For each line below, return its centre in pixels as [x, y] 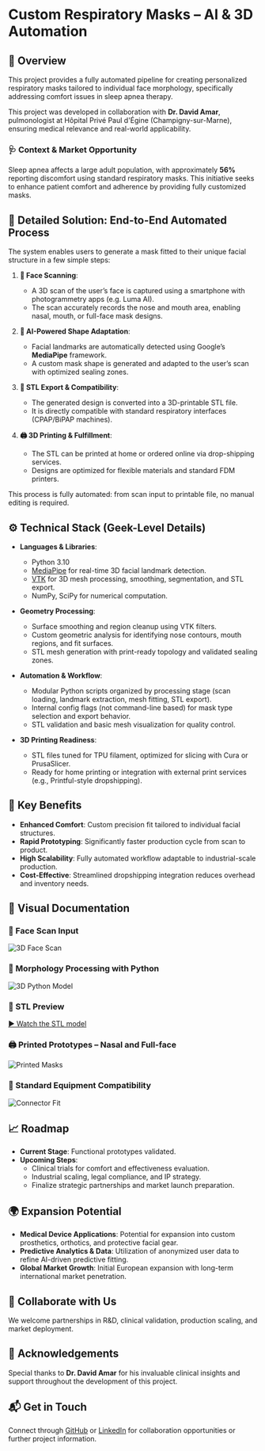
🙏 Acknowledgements [64, 1354]
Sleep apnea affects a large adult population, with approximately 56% [122, 170]
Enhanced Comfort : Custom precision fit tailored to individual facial [130, 824]
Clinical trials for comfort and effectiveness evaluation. [120, 1168]
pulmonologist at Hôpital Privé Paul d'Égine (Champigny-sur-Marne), [120, 120]
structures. [37, 833]
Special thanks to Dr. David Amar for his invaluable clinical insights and [124, 1373]
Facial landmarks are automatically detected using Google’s [128, 347]
